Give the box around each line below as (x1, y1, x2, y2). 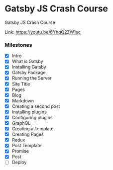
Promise (11, 148, 29, 154)
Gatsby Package (11, 70, 46, 76)
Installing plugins (11, 109, 47, 115)
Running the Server (11, 75, 52, 81)
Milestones (4, 41, 32, 48)
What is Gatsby (11, 58, 43, 65)
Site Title (11, 81, 30, 87)
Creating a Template (11, 126, 54, 132)
